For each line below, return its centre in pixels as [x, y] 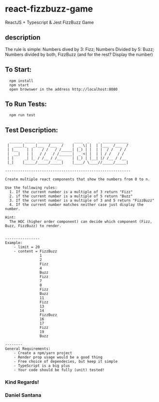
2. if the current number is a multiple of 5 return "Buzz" [71, 196]
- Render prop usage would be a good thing [58, 357]
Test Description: [32, 130]
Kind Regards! [22, 382]
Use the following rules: [31, 188]
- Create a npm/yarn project [43, 353]
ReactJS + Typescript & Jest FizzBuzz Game [50, 22]
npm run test [22, 115]
